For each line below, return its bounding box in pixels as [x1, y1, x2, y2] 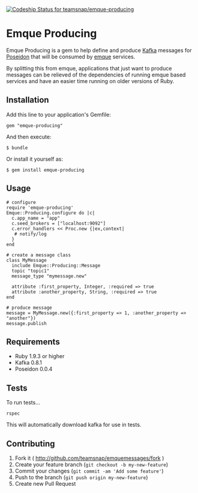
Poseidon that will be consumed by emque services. [6, 53, 136, 60]
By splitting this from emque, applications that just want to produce [6, 64, 172, 72]
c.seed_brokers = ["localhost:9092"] [11, 220, 106, 226]
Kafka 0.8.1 [14, 359, 42, 367]
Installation [6, 95, 49, 105]
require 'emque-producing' [6, 205, 74, 211]
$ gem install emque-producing [6, 167, 85, 173]
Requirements [6, 336, 60, 347]
